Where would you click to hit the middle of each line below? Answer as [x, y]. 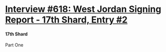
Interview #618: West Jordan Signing [83, 9]
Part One [14, 45]
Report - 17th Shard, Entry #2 [67, 20]
